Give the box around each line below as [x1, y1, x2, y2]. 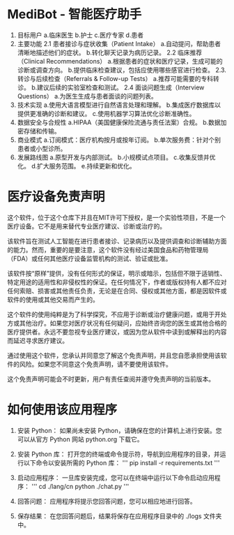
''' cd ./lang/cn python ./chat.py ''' [31, 482, 130, 490]
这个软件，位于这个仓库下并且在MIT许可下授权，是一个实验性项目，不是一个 [7, 213, 226, 221]
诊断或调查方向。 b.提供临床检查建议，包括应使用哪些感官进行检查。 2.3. [17, 66, 226, 74]
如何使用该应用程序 [7, 402, 118, 418]
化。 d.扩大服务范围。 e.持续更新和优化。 [17, 161, 136, 170]
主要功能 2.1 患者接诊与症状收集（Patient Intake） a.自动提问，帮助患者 [17, 39, 221, 47]
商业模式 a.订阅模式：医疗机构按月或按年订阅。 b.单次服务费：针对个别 [17, 135, 221, 144]
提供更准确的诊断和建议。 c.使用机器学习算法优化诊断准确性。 [17, 109, 196, 117]
